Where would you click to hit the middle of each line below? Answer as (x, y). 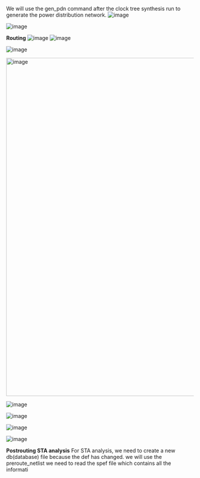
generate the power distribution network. (57, 15)
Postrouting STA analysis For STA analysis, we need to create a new (91, 451)
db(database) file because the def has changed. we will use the (84, 457)
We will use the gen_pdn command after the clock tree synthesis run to (93, 9)
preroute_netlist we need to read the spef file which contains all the (89, 463)
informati (17, 469)
